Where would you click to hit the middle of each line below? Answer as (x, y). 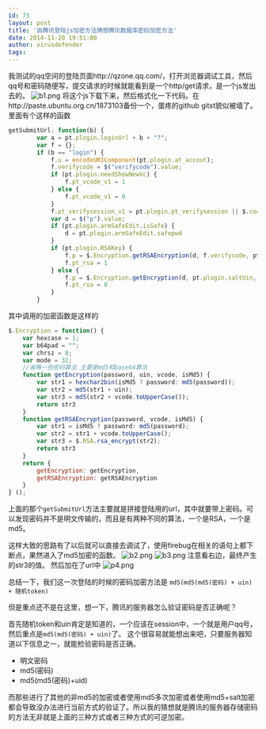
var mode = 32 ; (47, 360)
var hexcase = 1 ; (51, 338)
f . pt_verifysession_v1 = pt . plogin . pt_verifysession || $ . (150, 211)
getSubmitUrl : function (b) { (56, 131)
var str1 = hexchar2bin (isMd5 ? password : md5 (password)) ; (136, 382)
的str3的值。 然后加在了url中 (55, 565)
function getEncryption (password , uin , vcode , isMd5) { (117, 375)
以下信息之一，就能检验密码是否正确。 (77, 644)
